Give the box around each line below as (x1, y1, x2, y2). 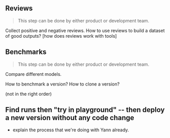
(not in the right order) (5, 91, 52, 97)
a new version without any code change (5, 114, 134, 122)
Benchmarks (5, 48, 47, 57)
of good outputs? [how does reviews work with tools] (5, 33, 117, 39)
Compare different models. (5, 71, 62, 77)
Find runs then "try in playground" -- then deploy (5, 105, 165, 114)
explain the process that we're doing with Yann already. (12, 127, 129, 133)
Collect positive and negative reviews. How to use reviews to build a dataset (5, 27, 165, 34)
